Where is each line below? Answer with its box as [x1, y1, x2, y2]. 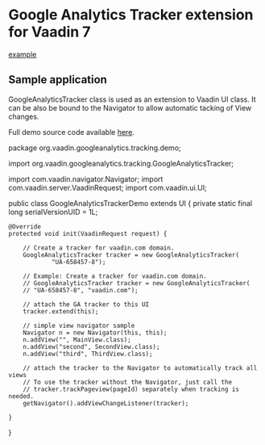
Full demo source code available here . [8, 127, 135, 136]
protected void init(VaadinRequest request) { [8, 229, 168, 237]
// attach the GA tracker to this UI [23, 300, 150, 309]
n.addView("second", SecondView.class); [23, 342, 160, 351]
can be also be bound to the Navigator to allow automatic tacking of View [8, 103, 252, 112]
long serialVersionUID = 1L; [8, 207, 98, 216]
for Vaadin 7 [8, 23, 91, 41]
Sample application [8, 73, 107, 86]
